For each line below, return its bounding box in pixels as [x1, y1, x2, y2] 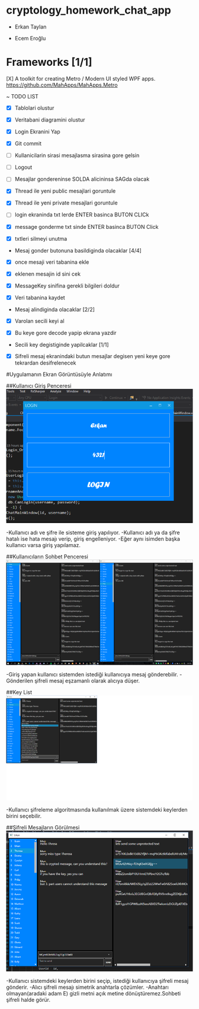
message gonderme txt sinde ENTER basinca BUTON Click [14, 223, 159, 230]
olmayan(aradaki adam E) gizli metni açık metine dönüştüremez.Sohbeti [6, 990, 181, 997]
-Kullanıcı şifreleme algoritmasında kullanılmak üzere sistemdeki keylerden [6, 806, 188, 813]
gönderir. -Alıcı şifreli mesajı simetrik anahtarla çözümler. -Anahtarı [6, 984, 169, 991]
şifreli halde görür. [6, 997, 51, 1004]
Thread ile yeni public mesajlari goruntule [14, 187, 116, 194]
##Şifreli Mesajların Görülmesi [6, 824, 80, 831]
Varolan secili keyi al [14, 317, 65, 324]
